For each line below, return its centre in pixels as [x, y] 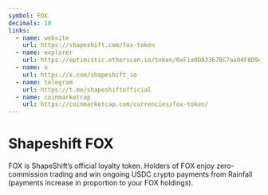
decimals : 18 [30, 23]
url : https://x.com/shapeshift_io [80, 75]
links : [19, 30]
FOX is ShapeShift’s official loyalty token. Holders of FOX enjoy [112, 166]
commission [28, 174]
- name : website [42, 38]
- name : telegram [44, 82]
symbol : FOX [28, 16]
